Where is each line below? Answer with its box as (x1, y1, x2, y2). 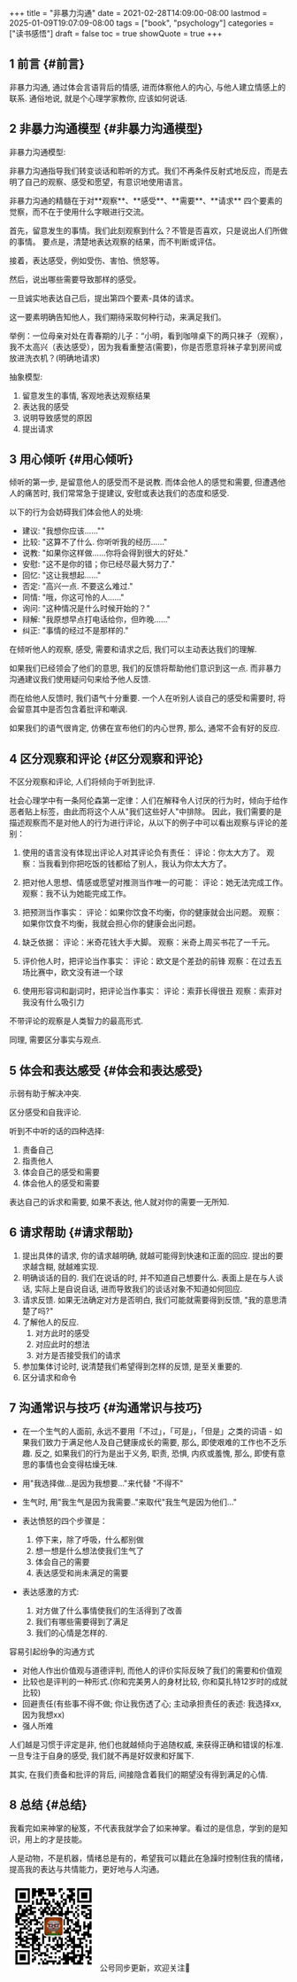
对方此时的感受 (34, 1327, 90, 1338)
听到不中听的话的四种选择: (9, 1126, 105, 1137)
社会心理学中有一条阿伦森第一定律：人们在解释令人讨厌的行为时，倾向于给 (9, 796, 280, 806)
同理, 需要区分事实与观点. (9, 1035, 102, 1045)
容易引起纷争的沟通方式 (9, 1646, 95, 1657)
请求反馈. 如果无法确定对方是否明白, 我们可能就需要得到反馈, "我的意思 (21, 1294, 280, 1305)
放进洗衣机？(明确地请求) (9, 353, 101, 363)
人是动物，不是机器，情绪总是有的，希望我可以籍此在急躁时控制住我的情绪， (9, 1853, 288, 1863)
